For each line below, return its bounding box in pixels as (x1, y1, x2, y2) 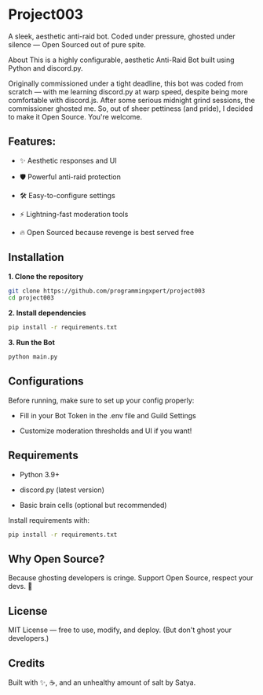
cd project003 (8, 294, 55, 302)
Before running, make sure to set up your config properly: (8, 395, 195, 405)
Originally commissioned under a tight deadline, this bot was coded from (8, 79, 243, 88)
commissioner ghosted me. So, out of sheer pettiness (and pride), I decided (8, 104, 254, 113)
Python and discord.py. (8, 63, 84, 72)
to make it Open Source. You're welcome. (8, 112, 143, 121)
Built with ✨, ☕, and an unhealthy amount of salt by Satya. (8, 678, 196, 687)
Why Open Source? (8, 552, 105, 565)
